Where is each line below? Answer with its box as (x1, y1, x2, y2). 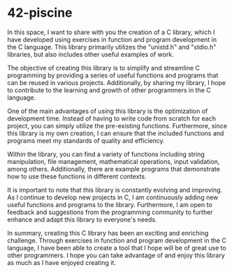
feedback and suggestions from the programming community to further (7, 208, 213, 216)
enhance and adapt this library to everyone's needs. (7, 215, 157, 224)
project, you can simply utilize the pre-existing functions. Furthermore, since (7, 121, 228, 130)
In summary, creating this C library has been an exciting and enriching (7, 229, 209, 237)
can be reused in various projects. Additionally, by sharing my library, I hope (7, 78, 226, 86)
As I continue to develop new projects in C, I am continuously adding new (7, 193, 219, 201)
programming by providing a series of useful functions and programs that (7, 71, 219, 79)
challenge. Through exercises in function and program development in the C (7, 236, 227, 245)
